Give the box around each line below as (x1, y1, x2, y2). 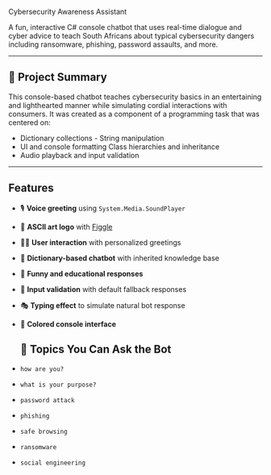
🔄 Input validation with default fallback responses (19, 284, 187, 294)
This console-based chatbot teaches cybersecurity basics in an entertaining (8, 92, 262, 102)
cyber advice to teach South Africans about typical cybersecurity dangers (8, 31, 255, 40)
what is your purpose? (19, 381, 97, 390)
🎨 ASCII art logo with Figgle (19, 222, 113, 231)
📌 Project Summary (8, 70, 107, 84)
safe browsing (19, 427, 68, 436)
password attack (19, 397, 75, 405)
